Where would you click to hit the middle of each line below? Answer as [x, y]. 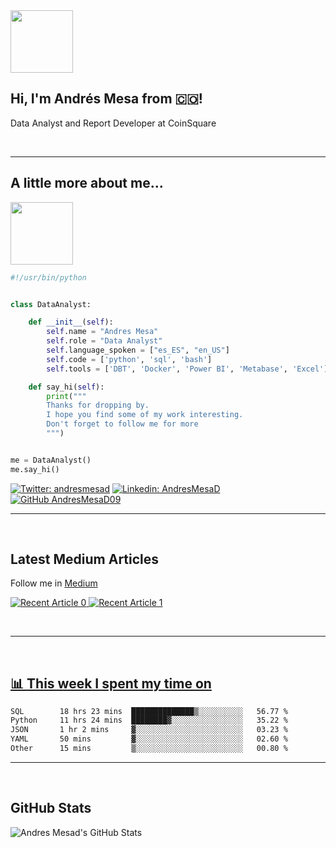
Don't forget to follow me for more [122, 424]
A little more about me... [87, 183]
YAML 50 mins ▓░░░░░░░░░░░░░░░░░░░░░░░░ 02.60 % [149, 739]
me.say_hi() [35, 469]
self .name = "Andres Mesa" [102, 332]
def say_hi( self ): [66, 387]
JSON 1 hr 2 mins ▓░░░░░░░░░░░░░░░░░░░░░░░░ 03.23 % [149, 730]
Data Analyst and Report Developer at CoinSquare [113, 123]
